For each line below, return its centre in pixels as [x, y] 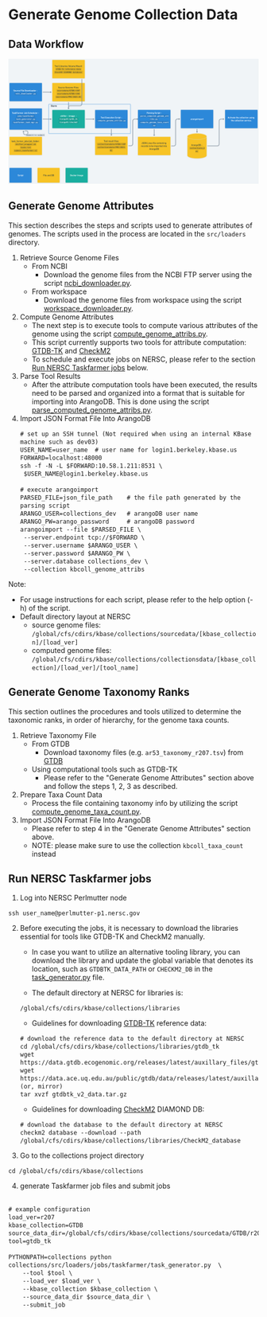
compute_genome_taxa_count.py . [86, 811]
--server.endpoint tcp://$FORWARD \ [84, 537]
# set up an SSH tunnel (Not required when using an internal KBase [135, 434]
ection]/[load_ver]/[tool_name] [85, 668]
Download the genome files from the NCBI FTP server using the [148, 274]
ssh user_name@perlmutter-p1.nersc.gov [74, 913]
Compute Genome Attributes [66, 317]
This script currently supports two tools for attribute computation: [139, 342]
